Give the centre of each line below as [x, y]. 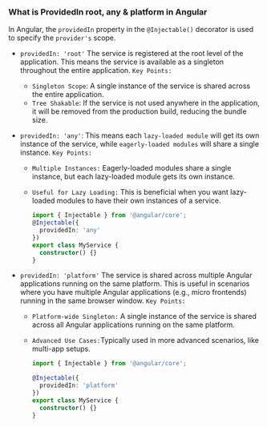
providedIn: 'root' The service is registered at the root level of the [131, 54]
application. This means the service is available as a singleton [122, 62]
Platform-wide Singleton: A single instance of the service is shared [144, 316]
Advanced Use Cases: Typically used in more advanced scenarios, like [145, 340]
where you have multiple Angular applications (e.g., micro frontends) [133, 292]
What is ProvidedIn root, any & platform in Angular [108, 12]
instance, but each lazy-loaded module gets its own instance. [133, 177]
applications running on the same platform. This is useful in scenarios [135, 284]
